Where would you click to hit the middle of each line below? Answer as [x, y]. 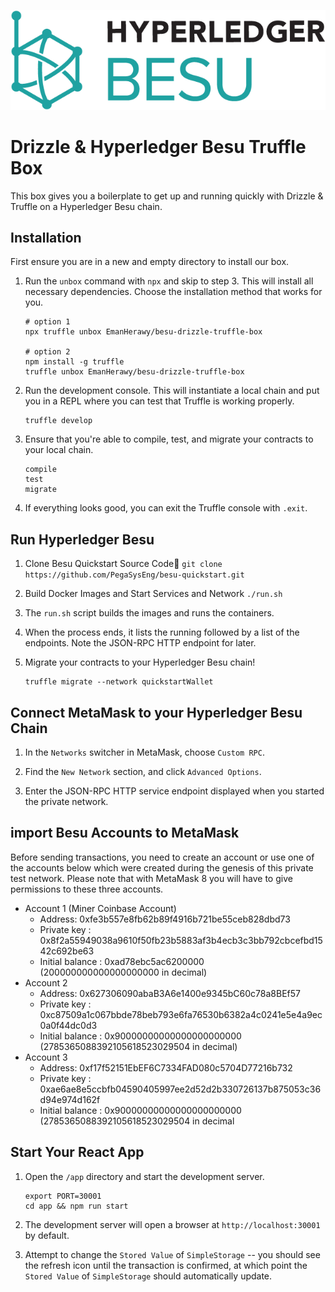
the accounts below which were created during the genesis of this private [162, 867]
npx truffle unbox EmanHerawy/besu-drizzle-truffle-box [143, 332]
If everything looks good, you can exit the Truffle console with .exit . [166, 508]
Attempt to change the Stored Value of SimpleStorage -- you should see [172, 1254]
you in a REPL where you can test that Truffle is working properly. [159, 401]
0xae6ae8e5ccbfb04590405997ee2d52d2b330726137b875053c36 [180, 1089]
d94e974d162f [70, 1099]
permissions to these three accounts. [87, 889]
